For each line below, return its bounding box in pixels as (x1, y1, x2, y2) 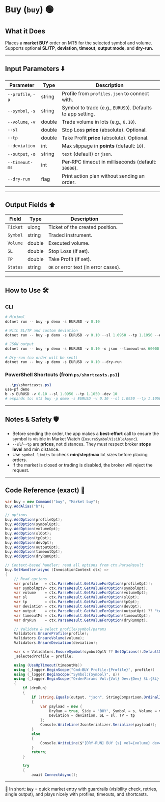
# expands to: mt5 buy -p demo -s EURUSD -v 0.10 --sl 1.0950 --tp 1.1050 (5, 396, 162, 401)
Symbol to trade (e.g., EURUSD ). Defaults (61, 104, 152, 111)
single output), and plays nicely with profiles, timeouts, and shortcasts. (5, 791, 148, 797)
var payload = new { (40, 704, 82, 709)
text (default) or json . (61, 150, 112, 157)
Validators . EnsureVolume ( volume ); (14, 636, 84, 641)
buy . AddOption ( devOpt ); (5, 540, 54, 545)
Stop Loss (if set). (48, 247, 89, 254)
